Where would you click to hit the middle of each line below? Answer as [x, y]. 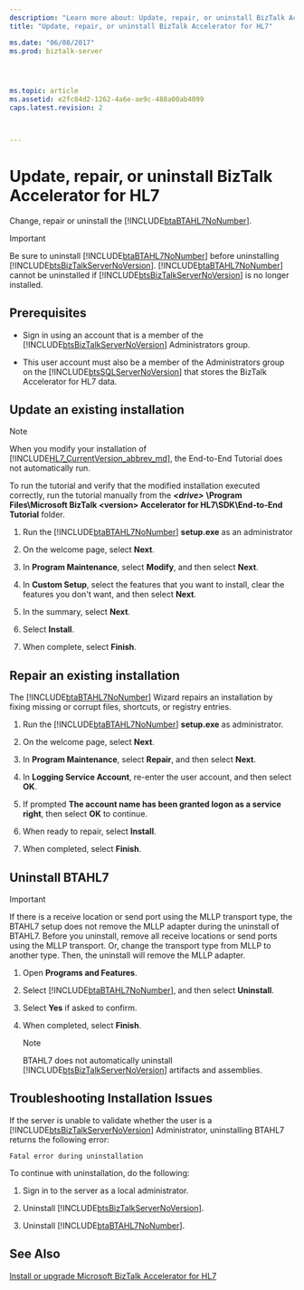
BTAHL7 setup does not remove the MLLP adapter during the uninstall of [144, 927]
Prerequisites [48, 313]
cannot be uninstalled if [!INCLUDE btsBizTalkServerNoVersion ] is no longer [149, 275]
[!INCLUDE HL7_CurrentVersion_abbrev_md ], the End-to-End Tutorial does [146, 459]
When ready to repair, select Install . [89, 831]
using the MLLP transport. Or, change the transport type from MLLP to [140, 946]
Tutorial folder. [37, 515]
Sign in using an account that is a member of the [113, 335]
